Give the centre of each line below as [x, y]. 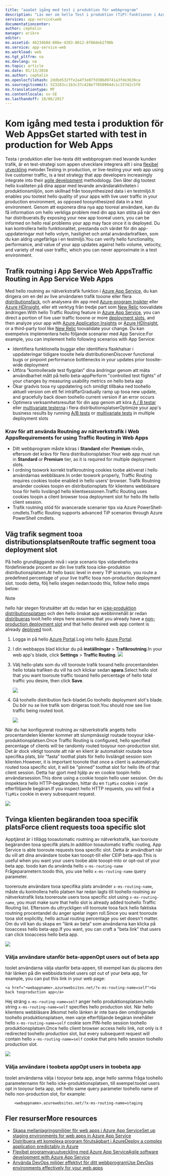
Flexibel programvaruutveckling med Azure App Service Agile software [85, 1152]
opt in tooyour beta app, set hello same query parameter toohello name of [82, 1088]
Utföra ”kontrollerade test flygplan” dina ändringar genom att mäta [81, 370]
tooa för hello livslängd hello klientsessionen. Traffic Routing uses [80, 492]
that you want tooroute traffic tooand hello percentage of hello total [82, 675]
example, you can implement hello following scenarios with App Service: [80, 339]
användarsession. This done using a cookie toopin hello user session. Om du [84, 778]
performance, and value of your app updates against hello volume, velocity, [83, 245]
